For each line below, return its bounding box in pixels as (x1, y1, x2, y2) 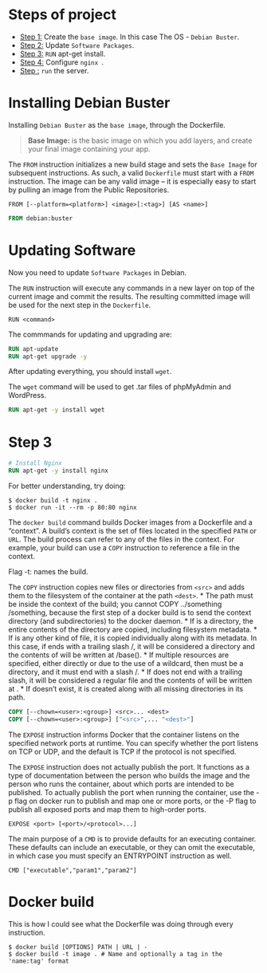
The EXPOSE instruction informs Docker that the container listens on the (8, 730, 240, 739)
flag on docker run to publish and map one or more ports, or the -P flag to (14, 796, 257, 806)
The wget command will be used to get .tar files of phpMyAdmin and (8, 382, 231, 392)
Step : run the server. (19, 65, 89, 75)
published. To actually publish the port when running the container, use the (8, 787, 255, 797)
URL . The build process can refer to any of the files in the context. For (8, 534, 235, 544)
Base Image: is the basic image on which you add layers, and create (27, 136, 253, 145)
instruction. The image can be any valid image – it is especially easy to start (8, 176, 257, 186)
